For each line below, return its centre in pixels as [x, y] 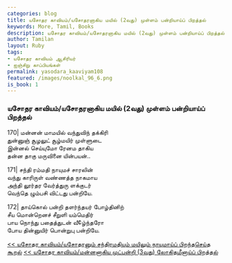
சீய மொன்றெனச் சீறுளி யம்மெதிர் [50, 215]
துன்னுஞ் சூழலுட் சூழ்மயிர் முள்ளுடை [55, 140]
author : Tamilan [30, 39]
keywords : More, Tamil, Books [51, 26]
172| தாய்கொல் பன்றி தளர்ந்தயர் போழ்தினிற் [66, 207]
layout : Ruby [26, 46]
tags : [15, 53]
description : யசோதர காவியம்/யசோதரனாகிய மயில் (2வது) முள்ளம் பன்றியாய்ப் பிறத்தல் [116, 33]
